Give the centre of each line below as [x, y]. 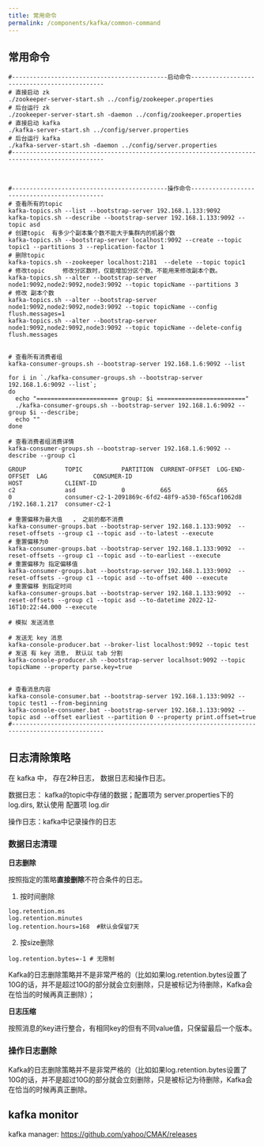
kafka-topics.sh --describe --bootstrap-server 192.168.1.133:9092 [122, 218]
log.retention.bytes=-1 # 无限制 [61, 959]
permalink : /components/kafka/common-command [84, 23]
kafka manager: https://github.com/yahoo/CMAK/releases [103, 1134]
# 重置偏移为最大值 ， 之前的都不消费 [66, 520]
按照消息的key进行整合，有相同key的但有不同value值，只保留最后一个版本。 [132, 1028]
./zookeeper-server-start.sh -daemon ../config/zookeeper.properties [125, 115]
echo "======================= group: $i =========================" [132, 399]
